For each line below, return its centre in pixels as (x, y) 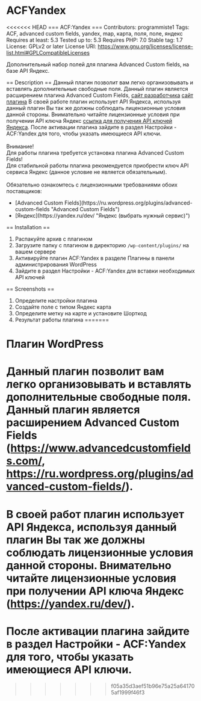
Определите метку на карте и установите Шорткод (81, 313)
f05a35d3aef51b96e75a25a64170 (153, 686)
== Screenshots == (30, 289)
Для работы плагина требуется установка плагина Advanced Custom (95, 153)
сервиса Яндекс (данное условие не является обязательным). (87, 171)
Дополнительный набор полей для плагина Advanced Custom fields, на (98, 64)
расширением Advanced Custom (93, 423)
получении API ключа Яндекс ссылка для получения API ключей (89, 120)
